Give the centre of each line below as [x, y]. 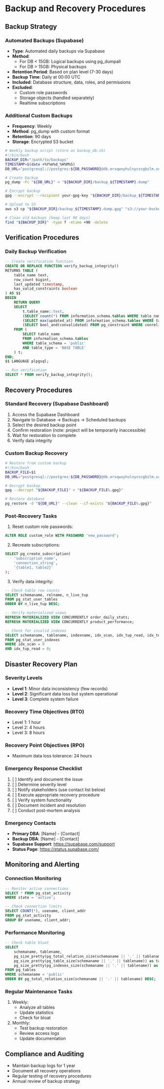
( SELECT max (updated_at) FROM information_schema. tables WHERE [88, 320]
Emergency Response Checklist [44, 769]
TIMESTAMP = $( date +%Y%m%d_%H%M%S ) [40, 164]
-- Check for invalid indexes [36, 630]
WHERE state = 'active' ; [30, 898]
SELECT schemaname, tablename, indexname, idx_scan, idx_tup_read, [75, 635]
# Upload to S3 [20, 205]
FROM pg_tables [20, 970]
